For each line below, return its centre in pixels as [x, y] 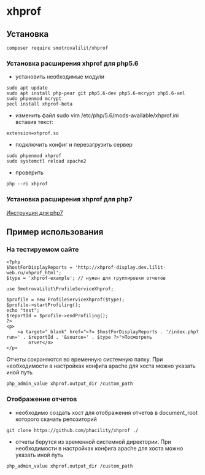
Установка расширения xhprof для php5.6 [72, 63]
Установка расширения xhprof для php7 [69, 199]
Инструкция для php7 [35, 212]
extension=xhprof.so [33, 133]
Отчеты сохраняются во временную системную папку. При [85, 360]
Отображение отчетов [42, 399]
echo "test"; [23, 311]
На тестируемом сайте [43, 249]
